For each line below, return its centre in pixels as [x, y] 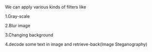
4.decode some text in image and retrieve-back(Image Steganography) [76, 44]
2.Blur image [18, 26]
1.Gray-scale [17, 16]
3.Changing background [29, 35]
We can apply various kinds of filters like [46, 7]
